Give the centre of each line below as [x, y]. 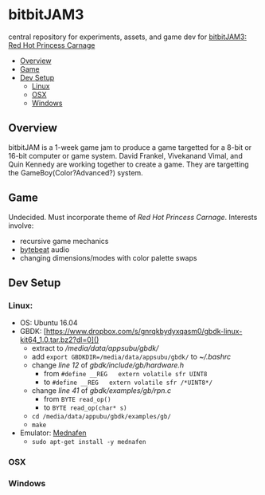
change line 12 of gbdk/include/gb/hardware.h [108, 365]
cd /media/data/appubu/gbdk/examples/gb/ [101, 417]
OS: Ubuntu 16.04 [49, 323]
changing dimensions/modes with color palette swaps [108, 257]
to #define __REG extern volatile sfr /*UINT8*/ [128, 382]
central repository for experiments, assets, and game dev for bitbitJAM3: [127, 37]
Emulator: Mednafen [53, 433]
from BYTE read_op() [77, 399]
